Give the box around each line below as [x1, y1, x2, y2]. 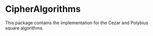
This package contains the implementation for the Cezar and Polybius [5, 20, 149, 26]
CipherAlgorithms [5, 3, 81, 15]
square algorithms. [5, 25, 44, 31]
